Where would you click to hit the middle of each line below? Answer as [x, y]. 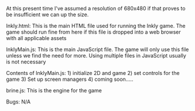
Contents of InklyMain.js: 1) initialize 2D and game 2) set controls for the [93, 73]
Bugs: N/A [18, 102]
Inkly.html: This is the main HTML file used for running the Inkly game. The [96, 26]
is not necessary [26, 62]
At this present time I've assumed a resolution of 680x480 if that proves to [96, 8]
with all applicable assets [36, 38]
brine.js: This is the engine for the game [54, 90]
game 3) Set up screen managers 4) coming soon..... [70, 79]
